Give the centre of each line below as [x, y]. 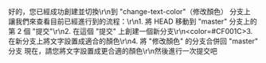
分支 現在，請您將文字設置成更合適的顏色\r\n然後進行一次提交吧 [113, 51]
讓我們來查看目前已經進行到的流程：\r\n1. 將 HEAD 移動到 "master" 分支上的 [133, 21]
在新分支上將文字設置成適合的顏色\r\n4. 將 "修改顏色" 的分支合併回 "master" [133, 41]
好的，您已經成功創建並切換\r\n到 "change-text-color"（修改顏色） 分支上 [129, 11]
